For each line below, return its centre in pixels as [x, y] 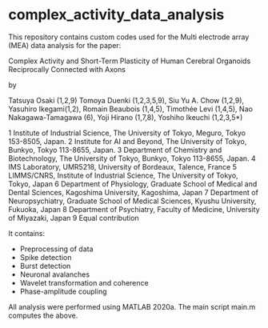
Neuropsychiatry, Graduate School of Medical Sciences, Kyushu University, [132, 201]
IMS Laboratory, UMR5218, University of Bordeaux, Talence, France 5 [123, 166]
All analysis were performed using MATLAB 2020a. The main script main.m [132, 306]
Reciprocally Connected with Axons [67, 69]
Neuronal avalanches [55, 274]
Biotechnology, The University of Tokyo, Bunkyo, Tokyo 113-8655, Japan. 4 [132, 158]
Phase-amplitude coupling [63, 291]
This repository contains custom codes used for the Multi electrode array [129, 37]
